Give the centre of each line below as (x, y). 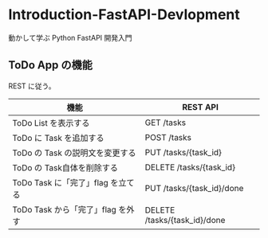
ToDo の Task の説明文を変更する (75, 153)
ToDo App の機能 (51, 65)
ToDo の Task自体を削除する (65, 167)
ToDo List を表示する (51, 123)
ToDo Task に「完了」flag (61, 182)
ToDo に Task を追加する (59, 138)
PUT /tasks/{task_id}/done (194, 188)
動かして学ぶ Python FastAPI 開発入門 (71, 37)
